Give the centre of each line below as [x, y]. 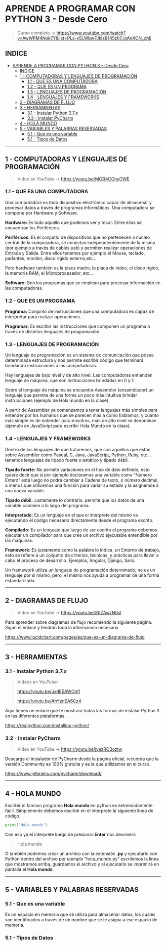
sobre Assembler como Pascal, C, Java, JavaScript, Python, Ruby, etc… [78, 455]
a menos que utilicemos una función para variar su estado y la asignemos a [82, 485]
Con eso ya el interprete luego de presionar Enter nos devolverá [70, 835]
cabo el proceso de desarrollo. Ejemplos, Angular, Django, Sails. [70, 560]
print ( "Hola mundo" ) [26, 825]
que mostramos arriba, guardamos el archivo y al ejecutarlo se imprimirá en [82, 864]
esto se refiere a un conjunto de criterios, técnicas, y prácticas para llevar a [82, 555]
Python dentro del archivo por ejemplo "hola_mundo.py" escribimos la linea [82, 859]
